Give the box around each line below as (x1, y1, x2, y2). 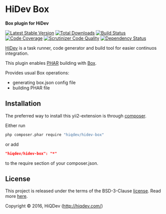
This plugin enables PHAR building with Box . (5, 60, 97, 66)
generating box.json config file (12, 79, 76, 85)
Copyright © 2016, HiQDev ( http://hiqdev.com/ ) (5, 203, 103, 209)
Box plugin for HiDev (5, 20, 49, 26)
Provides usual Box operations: (5, 69, 69, 76)
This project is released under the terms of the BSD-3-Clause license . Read (5, 188, 161, 194)
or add (5, 141, 19, 147)
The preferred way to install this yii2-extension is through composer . (5, 113, 147, 119)
